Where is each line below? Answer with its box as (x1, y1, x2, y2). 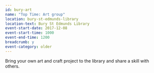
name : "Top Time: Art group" (5, 12, 65, 17)
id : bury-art (5, 7, 32, 12)
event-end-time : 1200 (5, 35, 50, 40)
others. (5, 63, 20, 69)
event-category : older (5, 44, 52, 49)
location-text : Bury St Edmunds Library (5, 21, 90, 26)
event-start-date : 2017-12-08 (5, 26, 68, 31)
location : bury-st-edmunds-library (5, 16, 79, 21)
